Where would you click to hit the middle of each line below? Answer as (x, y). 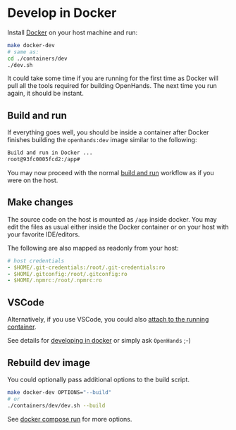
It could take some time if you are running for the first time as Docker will (113, 78)
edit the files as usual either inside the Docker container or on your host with (118, 227)
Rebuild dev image (49, 363)
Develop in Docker (62, 13)
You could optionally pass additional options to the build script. (99, 379)
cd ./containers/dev (38, 58)
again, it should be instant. (46, 94)
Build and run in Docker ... (50, 153)
